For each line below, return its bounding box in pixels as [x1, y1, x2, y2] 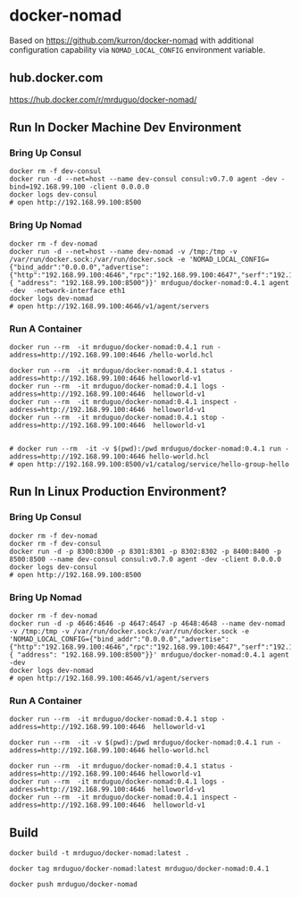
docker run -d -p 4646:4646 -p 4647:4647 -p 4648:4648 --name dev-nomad [9, 619, 286, 628]
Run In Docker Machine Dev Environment [9, 120, 242, 135]
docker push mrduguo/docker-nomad [9, 880, 138, 889]
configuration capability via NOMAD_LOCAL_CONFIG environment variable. [9, 44, 266, 55]
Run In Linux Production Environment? [9, 484, 228, 499]
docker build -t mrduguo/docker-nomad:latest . [9, 849, 190, 858]
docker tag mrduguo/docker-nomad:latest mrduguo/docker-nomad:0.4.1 [9, 864, 270, 874]
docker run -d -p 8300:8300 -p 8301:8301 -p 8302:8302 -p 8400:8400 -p [9, 547, 281, 556]
